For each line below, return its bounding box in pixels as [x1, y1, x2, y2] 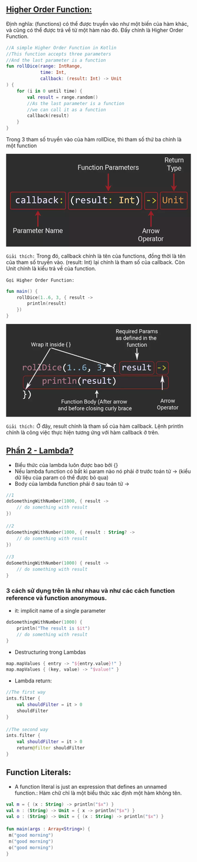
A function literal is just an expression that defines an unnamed [14, 783, 167, 790]
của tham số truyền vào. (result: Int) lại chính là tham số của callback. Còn [6, 258, 185, 266]
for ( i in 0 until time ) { [16, 88, 83, 94]
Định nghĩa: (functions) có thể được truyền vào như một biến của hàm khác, [6, 20, 189, 27]
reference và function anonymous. [6, 594, 107, 602]
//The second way [6, 726, 49, 732]
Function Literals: [6, 768, 72, 778]
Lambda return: [14, 677, 52, 684]
